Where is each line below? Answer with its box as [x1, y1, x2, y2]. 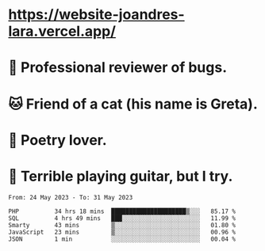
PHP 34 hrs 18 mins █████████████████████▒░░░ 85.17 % [8, 207, 236, 215]
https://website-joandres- [8, 6, 185, 24]
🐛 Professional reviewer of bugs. [8, 59, 228, 77]
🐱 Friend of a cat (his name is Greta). [8, 95, 258, 112]
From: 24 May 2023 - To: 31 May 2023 [8, 193, 133, 201]
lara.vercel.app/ [8, 22, 117, 40]
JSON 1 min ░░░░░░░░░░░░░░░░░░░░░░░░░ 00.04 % [8, 235, 236, 243]
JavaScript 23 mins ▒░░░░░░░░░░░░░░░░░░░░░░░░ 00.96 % [8, 228, 236, 236]
